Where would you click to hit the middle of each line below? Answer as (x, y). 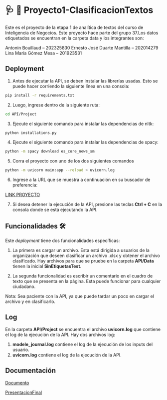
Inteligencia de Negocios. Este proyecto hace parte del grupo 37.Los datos (82, 32)
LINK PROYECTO (23, 195)
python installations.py (31, 133)
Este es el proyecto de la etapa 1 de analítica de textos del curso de (74, 27)
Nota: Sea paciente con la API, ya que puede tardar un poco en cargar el (80, 296)
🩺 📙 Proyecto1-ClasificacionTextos (79, 10)
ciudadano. (24, 286)
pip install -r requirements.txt (40, 95)
